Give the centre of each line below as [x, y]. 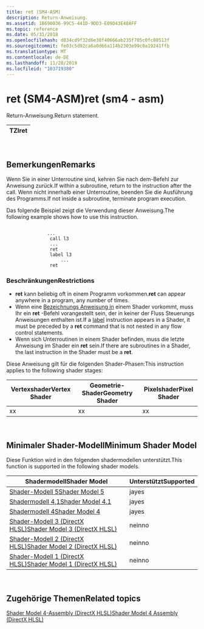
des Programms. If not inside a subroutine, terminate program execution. [97, 199]
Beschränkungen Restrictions [50, 281]
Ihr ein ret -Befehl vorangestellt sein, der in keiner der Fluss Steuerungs [105, 313]
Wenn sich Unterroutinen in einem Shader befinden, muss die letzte [100, 339]
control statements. [39, 333]
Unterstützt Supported [162, 482]
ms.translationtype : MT [36, 52]
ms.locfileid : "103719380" [40, 69]
